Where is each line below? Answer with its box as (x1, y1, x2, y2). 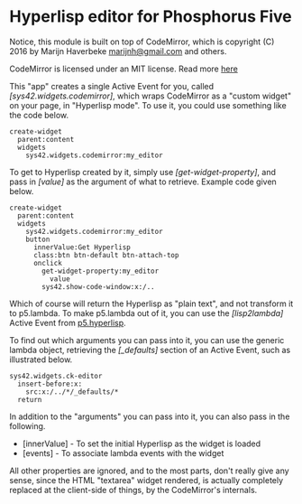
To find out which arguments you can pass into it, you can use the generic (9, 334, 285, 345)
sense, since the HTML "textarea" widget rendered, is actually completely (9, 474, 284, 485)
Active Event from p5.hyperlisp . (9, 317, 126, 328)
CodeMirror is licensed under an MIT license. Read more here (9, 63, 239, 74)
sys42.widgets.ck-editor (9, 371, 103, 380)
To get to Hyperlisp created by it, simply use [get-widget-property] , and (9, 166, 277, 177)
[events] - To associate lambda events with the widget (22, 447, 224, 458)
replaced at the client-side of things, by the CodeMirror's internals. (9, 484, 258, 495)
